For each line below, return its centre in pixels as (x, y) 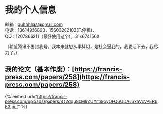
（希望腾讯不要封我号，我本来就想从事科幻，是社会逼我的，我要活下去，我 (79, 46)
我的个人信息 (31, 10)
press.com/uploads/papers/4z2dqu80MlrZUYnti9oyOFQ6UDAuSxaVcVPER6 (81, 101)
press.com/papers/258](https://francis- (67, 77)
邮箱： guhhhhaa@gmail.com (34, 24)
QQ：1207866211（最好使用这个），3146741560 (52, 36)
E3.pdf (12, 106)
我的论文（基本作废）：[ (40, 69)
